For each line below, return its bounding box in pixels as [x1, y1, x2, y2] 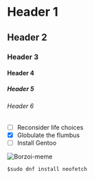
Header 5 [7, 84, 34, 93]
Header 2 [7, 32, 48, 43]
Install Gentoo [16, 139, 57, 147]
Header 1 [7, 4, 58, 20]
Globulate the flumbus [16, 131, 80, 139]
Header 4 [7, 69, 34, 77]
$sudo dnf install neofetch [7, 165, 88, 172]
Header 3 [7, 52, 39, 62]
